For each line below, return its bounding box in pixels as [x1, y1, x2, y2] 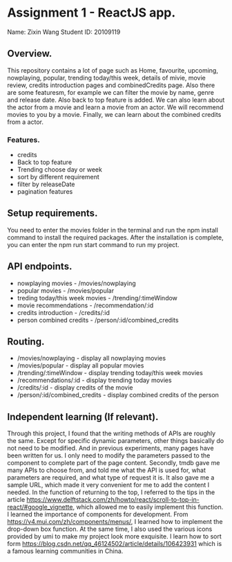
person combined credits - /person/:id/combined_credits [17, 316, 179, 324]
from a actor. [7, 118, 43, 126]
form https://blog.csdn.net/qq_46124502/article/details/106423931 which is [7, 540, 222, 548]
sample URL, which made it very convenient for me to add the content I [7, 481, 210, 489]
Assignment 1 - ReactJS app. [7, 5, 176, 21]
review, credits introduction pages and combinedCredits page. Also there [7, 81, 215, 89]
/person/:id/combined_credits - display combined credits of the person [17, 391, 220, 399]
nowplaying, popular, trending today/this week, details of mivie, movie [7, 73, 206, 82]
